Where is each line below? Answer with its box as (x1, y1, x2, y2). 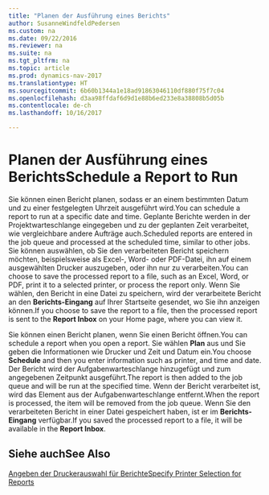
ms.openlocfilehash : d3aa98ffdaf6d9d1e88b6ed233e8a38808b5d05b (8, 94, 225, 102)
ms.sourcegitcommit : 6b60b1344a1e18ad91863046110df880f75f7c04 (8, 86, 225, 95)
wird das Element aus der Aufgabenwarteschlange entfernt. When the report (8, 390, 259, 399)
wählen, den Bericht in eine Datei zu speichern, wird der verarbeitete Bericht (8, 288, 262, 298)
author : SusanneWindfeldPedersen (8, 19, 120, 27)
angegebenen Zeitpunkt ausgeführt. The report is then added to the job (8, 372, 243, 382)
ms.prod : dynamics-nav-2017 (8, 72, 103, 80)
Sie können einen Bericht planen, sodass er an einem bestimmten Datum (8, 194, 249, 204)
